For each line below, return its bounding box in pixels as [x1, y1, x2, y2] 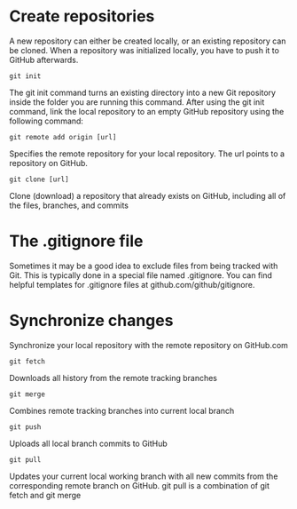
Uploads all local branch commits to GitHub [9, 438, 168, 449]
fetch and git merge [9, 489, 82, 500]
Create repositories [9, 6, 155, 27]
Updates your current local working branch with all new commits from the [9, 471, 278, 481]
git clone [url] [9, 175, 69, 184]
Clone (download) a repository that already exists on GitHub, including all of [9, 190, 286, 201]
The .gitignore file [9, 231, 144, 251]
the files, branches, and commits [9, 200, 129, 211]
